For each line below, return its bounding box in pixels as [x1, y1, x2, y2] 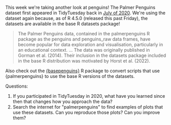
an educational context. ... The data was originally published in [17, 47, 150, 53]
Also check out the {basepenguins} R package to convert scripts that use [5, 68, 160, 74]
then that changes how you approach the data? [12, 98, 113, 105]
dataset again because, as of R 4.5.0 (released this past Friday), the [5, 15, 148, 21]
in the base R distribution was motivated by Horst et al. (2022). [17, 58, 151, 64]
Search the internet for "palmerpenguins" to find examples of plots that [12, 104, 163, 110]
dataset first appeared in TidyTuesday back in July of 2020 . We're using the [5, 10, 166, 16]
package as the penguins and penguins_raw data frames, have [17, 36, 151, 42]
